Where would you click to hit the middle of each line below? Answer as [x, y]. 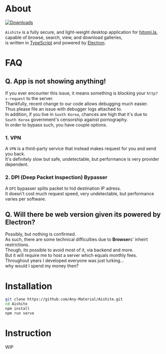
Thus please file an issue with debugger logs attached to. [64, 109]
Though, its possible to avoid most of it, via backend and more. [69, 250]
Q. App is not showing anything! [56, 81]
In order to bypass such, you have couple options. [56, 124]
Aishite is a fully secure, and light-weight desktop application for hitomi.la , [82, 32]
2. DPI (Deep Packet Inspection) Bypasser [56, 177]
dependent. [17, 164]
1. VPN [13, 137]
